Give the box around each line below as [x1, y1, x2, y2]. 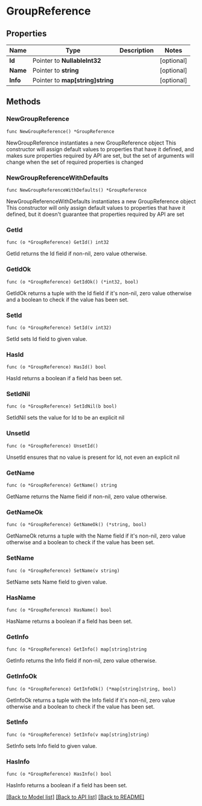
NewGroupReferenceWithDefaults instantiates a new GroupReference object [6, 198, 196, 205]
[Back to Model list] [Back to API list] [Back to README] [6, 793, 145, 801]
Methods [6, 97, 41, 107]
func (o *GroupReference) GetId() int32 [6, 239, 110, 245]
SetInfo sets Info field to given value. [6, 742, 98, 749]
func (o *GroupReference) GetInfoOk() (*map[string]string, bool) [6, 686, 177, 692]
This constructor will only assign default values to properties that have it [6, 204, 186, 211]
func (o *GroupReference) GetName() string [6, 483, 118, 489]
